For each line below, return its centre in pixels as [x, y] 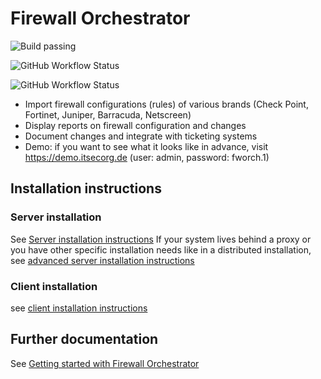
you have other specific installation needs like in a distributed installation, [161, 249]
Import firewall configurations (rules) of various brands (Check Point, [166, 104]
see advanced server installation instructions [102, 260]
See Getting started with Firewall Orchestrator [105, 363]
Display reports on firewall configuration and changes [135, 125]
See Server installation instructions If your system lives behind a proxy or [161, 239]
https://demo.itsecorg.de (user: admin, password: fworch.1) [147, 157]
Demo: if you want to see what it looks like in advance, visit [146, 146]
